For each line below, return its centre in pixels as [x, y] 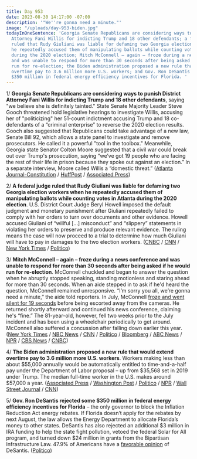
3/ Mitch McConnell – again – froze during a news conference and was [93, 260]
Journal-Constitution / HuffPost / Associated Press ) [68, 175]
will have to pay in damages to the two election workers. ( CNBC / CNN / [93, 242]
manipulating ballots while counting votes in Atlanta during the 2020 [91, 198]
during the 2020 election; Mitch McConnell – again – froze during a [98, 55]
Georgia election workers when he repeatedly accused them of [84, 192]
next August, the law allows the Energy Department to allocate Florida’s [92, 419]
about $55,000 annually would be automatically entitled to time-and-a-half [96, 365]
